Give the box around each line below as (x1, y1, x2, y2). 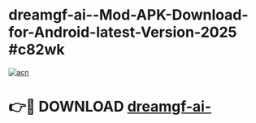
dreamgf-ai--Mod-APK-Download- (8, 6, 249, 24)
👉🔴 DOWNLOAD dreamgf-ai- (8, 98, 212, 116)
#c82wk (8, 41, 65, 59)
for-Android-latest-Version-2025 (8, 23, 237, 42)
